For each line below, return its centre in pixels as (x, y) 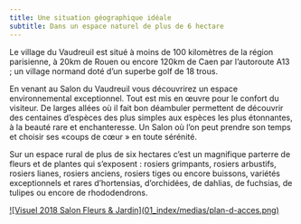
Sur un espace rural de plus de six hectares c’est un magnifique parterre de (150, 154)
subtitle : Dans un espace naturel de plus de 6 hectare (117, 26)
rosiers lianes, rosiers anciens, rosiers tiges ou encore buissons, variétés (145, 173)
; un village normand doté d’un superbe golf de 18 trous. (114, 71)
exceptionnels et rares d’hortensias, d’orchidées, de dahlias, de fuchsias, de (151, 182)
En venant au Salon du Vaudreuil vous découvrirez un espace (123, 89)
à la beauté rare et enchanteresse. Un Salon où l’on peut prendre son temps (150, 126)
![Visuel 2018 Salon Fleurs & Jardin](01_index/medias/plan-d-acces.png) (145, 210)
